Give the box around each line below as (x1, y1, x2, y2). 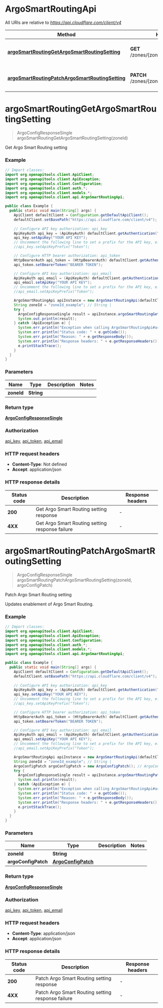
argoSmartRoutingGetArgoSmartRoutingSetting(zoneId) (16, 135, 128, 141)
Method (57, 31, 76, 38)
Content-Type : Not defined (12, 462, 67, 467)
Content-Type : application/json (12, 930, 75, 936)
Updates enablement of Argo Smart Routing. (5, 601, 94, 607)
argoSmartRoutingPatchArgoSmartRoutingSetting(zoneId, (16, 577, 132, 583)
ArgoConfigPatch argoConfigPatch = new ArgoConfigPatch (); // (14, 764, 142, 769)
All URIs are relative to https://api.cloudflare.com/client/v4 (5, 19, 122, 25)
